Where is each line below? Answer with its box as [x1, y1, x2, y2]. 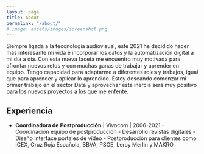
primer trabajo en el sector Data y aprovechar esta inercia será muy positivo [6, 82, 197, 89]
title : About [6, 15, 40, 21]
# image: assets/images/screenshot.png [6, 26, 108, 32]
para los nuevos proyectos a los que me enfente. [6, 88, 129, 95]
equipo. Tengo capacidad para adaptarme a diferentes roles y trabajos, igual [6, 68, 199, 76]
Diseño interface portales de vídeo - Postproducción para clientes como [15, 135, 197, 142]
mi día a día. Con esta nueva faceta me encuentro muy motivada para [6, 55, 181, 63]
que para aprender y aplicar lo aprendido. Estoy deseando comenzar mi [6, 75, 187, 82]
